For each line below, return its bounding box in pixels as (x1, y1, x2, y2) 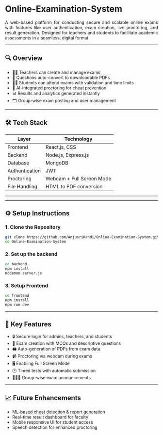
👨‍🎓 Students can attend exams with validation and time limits (12, 80, 134, 85)
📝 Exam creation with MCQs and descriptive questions (12, 340, 121, 346)
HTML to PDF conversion (45, 183, 103, 190)
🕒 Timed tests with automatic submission (12, 368, 96, 373)
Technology (64, 135, 93, 142)
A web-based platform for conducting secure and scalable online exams (5, 19, 158, 25)
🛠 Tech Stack (5, 119, 48, 127)
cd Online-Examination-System (5, 239, 66, 244)
